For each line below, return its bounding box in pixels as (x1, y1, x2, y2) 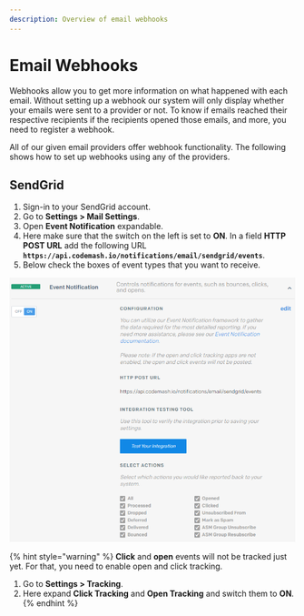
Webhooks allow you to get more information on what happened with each (9, 85, 289, 96)
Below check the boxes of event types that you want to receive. (22, 259, 261, 270)
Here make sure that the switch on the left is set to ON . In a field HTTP (22, 230, 286, 241)
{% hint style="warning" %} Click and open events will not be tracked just (9, 551, 288, 562)
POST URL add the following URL (22, 240, 147, 251)
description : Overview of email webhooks (9, 15, 169, 24)
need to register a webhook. (9, 124, 115, 135)
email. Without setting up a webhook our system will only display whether (9, 95, 285, 106)
